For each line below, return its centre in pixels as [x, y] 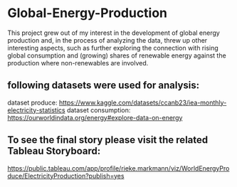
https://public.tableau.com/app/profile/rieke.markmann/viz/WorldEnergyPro [118, 168]
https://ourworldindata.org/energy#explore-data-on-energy [95, 117]
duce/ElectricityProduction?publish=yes [66, 176]
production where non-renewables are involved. [78, 63]
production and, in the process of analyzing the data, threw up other [107, 40]
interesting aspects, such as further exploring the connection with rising [113, 48]
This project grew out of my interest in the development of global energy [114, 33]
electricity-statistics [36, 110]
